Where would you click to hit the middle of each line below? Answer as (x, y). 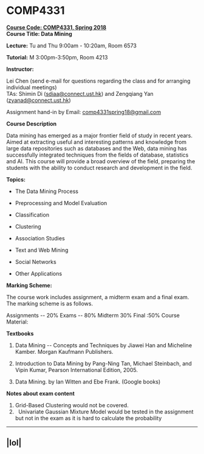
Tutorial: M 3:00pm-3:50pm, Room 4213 (57, 57)
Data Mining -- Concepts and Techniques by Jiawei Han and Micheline (104, 345)
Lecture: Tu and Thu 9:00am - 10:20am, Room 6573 (72, 46)
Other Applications (39, 273)
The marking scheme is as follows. (49, 303)
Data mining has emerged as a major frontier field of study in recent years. (100, 135)
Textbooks (20, 333)
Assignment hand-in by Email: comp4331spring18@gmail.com (84, 112)
